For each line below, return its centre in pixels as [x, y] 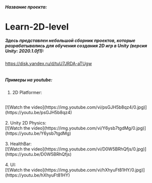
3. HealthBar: [19, 144]
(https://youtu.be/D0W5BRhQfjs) [38, 154]
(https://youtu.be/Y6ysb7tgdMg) [38, 133]
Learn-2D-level [37, 27]
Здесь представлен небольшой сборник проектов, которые [70, 41]
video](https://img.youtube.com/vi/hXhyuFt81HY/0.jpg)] [88, 170]
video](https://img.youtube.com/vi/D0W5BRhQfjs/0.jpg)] [89, 149]
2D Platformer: [27, 92]
